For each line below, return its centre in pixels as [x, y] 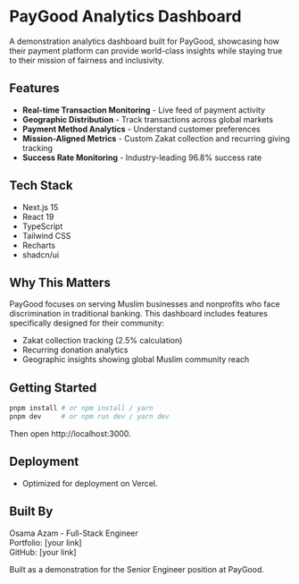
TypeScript [42, 226]
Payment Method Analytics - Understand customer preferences [141, 129]
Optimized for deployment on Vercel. [90, 483]
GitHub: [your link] [43, 552]
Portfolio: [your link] [46, 542]
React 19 [38, 216]
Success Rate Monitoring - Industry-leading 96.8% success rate [142, 157]
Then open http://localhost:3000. [70, 433]
